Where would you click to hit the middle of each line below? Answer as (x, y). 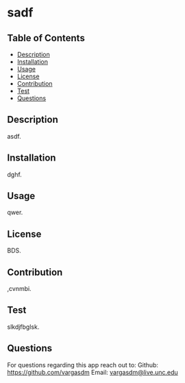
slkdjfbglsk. (23, 327)
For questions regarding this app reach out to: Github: (83, 364)
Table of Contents (46, 38)
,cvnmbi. (20, 289)
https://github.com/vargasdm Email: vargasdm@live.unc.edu (92, 372)
